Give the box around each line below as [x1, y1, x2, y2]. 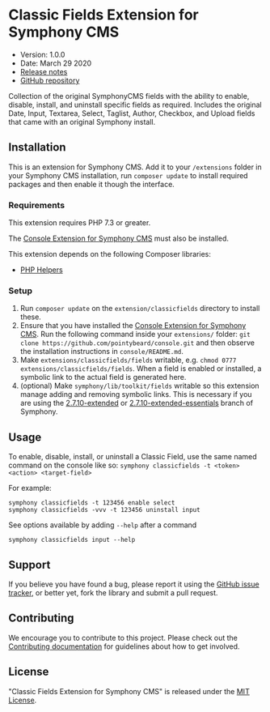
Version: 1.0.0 [19, 49, 65, 59]
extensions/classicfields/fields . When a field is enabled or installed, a [19, 364, 262, 373]
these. [19, 312, 42, 322]
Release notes [19, 66, 68, 76]
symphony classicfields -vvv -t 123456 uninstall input [8, 506, 200, 514]
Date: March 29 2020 [19, 58, 91, 68]
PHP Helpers [19, 265, 63, 275]
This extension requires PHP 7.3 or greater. [8, 218, 151, 228]
